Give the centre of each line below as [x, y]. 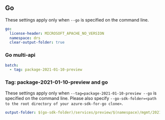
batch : [12, 65]
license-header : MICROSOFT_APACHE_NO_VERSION [57, 33]
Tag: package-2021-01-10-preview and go [56, 82]
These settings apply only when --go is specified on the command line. [77, 20]
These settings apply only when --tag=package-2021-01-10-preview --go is [81, 93]
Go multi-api [20, 55]
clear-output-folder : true [37, 43]
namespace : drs [25, 38]
